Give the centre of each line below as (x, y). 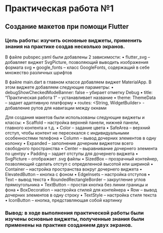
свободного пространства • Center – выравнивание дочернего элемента (81, 148)
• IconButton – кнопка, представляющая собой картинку (64, 200)
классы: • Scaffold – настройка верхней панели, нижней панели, (72, 122)
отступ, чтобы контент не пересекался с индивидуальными (67, 133)
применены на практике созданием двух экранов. (69, 225)
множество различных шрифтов (38, 72)
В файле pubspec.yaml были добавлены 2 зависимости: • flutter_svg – (78, 57)
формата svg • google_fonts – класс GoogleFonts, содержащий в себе (77, 67)
